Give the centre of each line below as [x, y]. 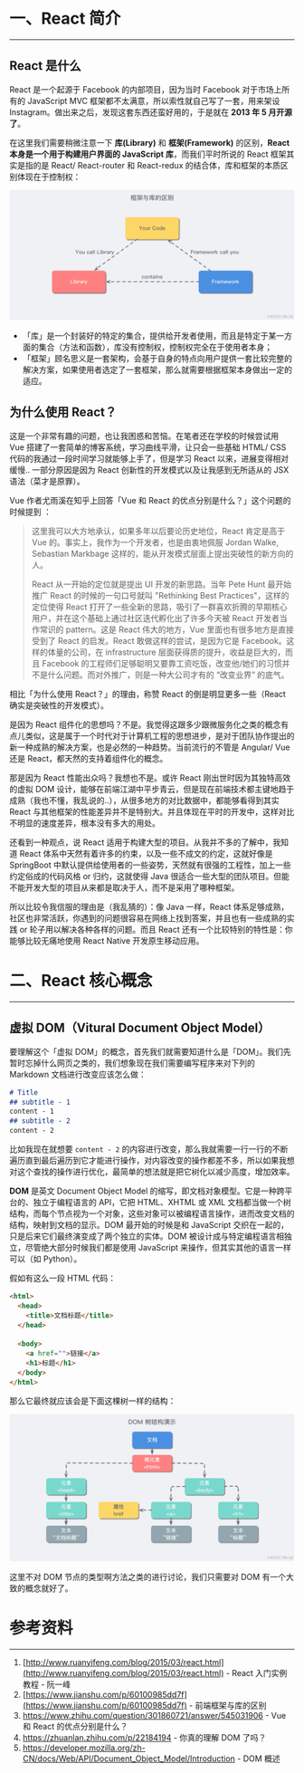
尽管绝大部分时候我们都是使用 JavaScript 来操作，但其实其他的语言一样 [158, 1248]
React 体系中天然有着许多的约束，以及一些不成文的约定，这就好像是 [146, 853]
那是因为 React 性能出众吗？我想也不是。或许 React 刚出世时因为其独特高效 [150, 777]
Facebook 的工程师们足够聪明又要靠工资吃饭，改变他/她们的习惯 [162, 663]
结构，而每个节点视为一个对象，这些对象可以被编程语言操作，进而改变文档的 [152, 1213]
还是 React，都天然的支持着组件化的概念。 [89, 758]
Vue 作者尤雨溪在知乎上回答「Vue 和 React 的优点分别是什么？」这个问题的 [150, 500]
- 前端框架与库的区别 [228, 1705]
